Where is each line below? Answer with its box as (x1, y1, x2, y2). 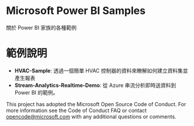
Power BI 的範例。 (14, 89, 58, 96)
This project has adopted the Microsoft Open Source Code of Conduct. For (6, 100, 186, 107)
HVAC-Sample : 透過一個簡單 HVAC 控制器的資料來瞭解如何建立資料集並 (14, 67, 188, 74)
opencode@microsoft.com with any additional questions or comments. (6, 113, 176, 120)
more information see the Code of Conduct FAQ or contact (6, 107, 147, 114)
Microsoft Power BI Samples (6, 4, 146, 17)
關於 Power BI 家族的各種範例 (6, 24, 77, 31)
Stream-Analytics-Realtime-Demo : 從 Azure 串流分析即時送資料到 (14, 82, 176, 89)
